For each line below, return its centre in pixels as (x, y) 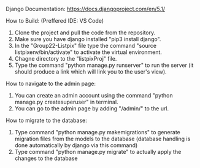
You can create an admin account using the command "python (94, 95)
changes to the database (46, 158)
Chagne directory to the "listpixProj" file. (66, 59)
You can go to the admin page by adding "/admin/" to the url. (92, 109)
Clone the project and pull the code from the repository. (85, 32)
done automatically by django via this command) (76, 145)
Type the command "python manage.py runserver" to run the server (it (104, 65)
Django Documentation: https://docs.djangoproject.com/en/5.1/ (85, 9)
